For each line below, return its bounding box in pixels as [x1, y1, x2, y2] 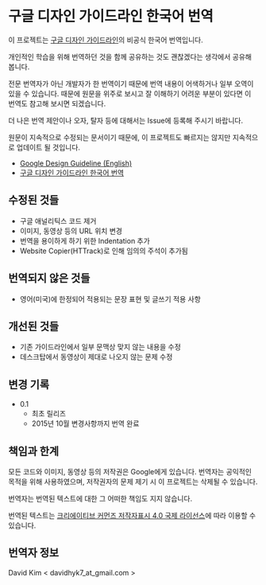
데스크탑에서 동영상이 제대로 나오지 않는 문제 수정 [19, 352, 173, 362]
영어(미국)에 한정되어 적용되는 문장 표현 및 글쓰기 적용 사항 [19, 294, 201, 303]
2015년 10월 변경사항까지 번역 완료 [31, 419, 140, 428]
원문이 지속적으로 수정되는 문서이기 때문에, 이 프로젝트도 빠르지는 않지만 [8, 132, 231, 142]
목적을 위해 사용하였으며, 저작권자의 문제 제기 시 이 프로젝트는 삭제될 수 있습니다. [8, 477, 258, 486]
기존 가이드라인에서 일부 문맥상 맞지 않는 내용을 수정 [19, 342, 181, 352]
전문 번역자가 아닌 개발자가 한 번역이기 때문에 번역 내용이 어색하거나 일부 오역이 [8, 79, 254, 88]
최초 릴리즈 [31, 409, 66, 419]
